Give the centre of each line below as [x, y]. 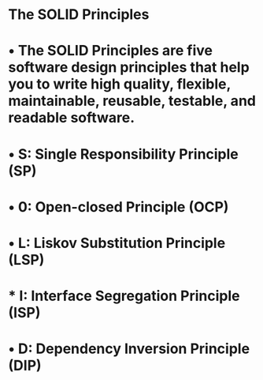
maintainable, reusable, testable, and [132, 101]
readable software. [72, 118]
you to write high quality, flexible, [119, 84]
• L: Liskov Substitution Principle [117, 243]
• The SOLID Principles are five [110, 51]
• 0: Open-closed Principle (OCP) [119, 207]
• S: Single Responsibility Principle [123, 154]
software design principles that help [129, 68]
